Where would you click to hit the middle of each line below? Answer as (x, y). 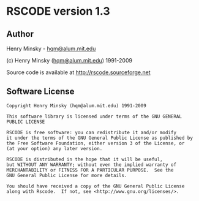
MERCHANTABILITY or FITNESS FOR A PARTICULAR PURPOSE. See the (90, 170)
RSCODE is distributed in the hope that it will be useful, (85, 159)
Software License (40, 92)
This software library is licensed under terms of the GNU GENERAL (94, 116)
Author (20, 34)
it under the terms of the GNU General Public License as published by (99, 138)
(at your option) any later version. (54, 148)
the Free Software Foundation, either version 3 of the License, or (96, 143)
